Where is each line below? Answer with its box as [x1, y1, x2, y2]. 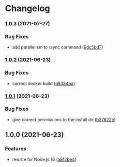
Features [5, 145, 27, 152]
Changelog [5, 3, 50, 14]
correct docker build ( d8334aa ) [12, 81, 75, 86]
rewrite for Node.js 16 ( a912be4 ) [12, 156, 76, 162]
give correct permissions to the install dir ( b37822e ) [12, 117, 116, 122]
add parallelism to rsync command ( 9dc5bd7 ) [12, 44, 103, 50]
